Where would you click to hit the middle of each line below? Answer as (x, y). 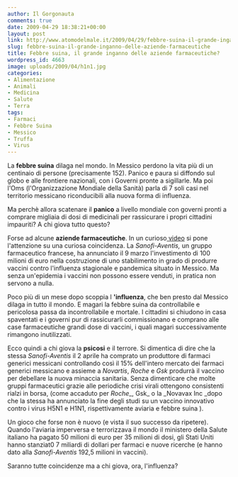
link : (15, 40)
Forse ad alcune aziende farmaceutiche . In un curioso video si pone (108, 238)
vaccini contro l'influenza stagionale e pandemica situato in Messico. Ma (113, 268)
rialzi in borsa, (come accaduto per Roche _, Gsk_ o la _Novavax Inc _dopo (115, 393)
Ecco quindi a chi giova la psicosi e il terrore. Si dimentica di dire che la (112, 348)
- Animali (22, 86)
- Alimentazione (31, 80)
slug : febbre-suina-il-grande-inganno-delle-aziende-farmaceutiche (109, 47)
